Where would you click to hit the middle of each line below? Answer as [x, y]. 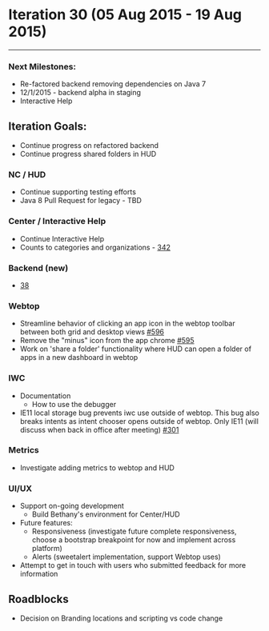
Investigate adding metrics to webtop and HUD [97, 467]
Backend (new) [38, 268]
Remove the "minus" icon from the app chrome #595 [107, 341]
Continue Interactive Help [62, 238]
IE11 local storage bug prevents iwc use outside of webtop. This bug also [140, 413]
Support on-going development [72, 506]
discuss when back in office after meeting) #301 [99, 429]
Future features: [46, 523]
